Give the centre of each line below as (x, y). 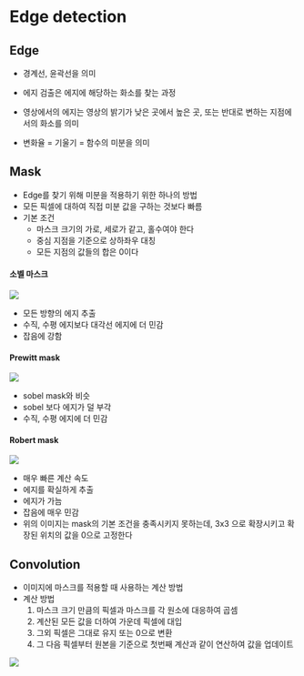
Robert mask (34, 439)
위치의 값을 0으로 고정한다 (86, 535)
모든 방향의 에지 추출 (59, 313)
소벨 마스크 (29, 274)
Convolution (45, 565)
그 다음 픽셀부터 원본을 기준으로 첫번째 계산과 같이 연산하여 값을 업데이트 (165, 644)
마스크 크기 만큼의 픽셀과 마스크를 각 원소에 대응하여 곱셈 (137, 610)
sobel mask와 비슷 (56, 396)
